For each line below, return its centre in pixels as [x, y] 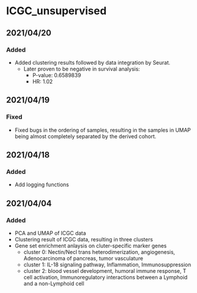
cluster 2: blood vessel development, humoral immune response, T [105, 270]
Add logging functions [42, 184]
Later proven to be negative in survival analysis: [82, 69]
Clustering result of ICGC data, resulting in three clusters [84, 239]
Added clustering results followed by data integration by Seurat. [92, 62]
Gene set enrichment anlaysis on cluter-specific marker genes [91, 246]
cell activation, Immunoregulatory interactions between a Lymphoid [105, 277]
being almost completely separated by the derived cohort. [85, 136]
